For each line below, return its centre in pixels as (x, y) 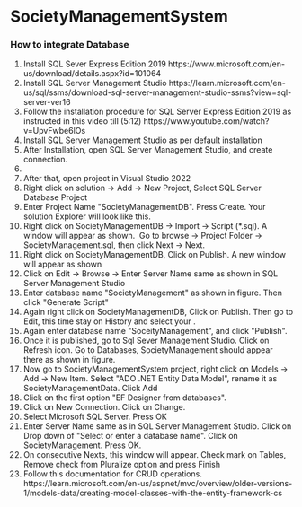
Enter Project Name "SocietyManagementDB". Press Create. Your (144, 207)
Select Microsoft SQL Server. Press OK (95, 417)
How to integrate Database (70, 45)
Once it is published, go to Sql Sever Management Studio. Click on (146, 341)
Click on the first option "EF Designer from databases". (125, 398)
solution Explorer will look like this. (87, 216)
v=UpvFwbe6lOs (54, 131)
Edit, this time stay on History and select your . (109, 321)
